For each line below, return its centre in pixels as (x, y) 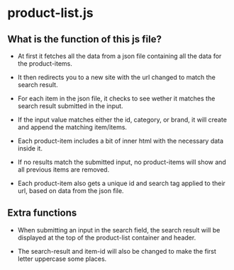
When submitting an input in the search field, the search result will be (119, 230)
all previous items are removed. (63, 170)
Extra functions (42, 213)
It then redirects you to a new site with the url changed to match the (117, 77)
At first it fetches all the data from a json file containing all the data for (119, 56)
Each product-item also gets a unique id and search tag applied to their (121, 183)
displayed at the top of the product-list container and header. (107, 237)
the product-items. (45, 64)
